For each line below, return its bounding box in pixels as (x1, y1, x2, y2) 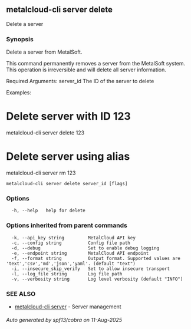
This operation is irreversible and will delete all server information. (6, 66, 166, 73)
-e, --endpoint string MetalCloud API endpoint (11, 250, 149, 256)
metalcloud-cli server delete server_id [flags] (6, 180, 128, 186)
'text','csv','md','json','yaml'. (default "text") (6, 261, 136, 267)
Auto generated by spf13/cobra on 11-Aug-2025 (6, 317, 123, 324)
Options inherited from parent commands (6, 221, 128, 229)
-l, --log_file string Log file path (11, 271, 123, 277)
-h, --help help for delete (11, 208, 85, 214)
